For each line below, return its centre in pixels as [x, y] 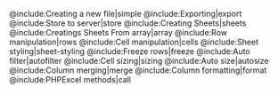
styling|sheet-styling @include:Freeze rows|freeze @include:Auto [130, 51]
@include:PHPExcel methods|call [70, 79]
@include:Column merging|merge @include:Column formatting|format [138, 70]
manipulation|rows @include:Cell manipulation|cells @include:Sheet [134, 42]
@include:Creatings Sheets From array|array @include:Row [119, 32]
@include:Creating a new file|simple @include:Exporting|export [126, 14]
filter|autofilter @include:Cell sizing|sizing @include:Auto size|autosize [139, 61]
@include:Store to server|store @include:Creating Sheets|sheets [128, 23]
